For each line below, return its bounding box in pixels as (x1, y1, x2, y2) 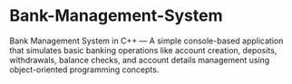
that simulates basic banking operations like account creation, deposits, (9, 44, 277, 55)
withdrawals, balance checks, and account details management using (9, 54, 270, 65)
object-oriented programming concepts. (9, 64, 160, 75)
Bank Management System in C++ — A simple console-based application (9, 35, 284, 46)
